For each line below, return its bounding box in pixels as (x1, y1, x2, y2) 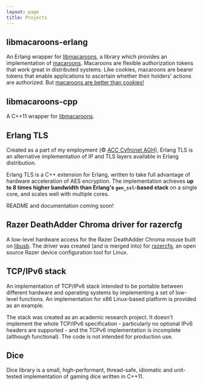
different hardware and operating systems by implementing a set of (6, 289, 175, 296)
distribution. (6, 159, 36, 166)
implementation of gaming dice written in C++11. (23, 373, 144, 380)
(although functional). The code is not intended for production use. (6, 333, 173, 340)
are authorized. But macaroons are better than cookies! (6, 79, 144, 86)
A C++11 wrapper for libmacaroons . (6, 113, 95, 120)
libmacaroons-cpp (6, 96, 78, 107)
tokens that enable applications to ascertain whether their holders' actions (6, 72, 192, 80)
